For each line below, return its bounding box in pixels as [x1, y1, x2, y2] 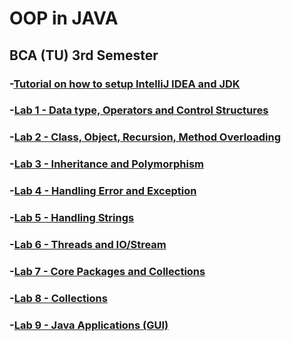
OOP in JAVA [9, 7, 119, 30]
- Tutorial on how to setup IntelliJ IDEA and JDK [9, 77, 241, 91]
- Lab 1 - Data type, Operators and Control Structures [9, 103, 269, 117]
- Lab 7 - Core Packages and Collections [9, 264, 206, 278]
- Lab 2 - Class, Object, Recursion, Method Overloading [9, 130, 282, 144]
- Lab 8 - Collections [9, 291, 108, 305]
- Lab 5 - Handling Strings [9, 211, 135, 225]
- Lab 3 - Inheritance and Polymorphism [9, 157, 205, 171]
